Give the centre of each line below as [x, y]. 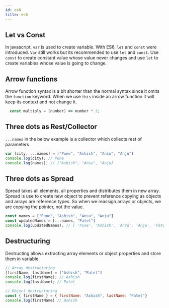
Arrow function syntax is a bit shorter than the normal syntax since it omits [82, 91]
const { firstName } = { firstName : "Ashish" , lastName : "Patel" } [76, 296]
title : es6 [17, 15]
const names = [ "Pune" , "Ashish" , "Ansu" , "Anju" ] [59, 216]
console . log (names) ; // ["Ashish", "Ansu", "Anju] [59, 163]
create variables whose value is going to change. [56, 63]
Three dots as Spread [39, 179]
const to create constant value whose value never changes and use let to [82, 58]
